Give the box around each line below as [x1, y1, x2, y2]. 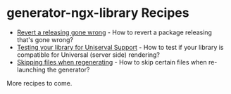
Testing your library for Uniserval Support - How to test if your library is [16, 43, 224, 51]
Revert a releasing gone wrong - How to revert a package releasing [16, 28, 213, 36]
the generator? [47, 65, 90, 74]
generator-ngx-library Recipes [6, 5, 189, 21]
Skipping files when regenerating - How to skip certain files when [16, 58, 207, 66]
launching [16, 65, 46, 74]
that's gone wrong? [16, 35, 73, 43]
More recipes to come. [6, 79, 73, 87]
